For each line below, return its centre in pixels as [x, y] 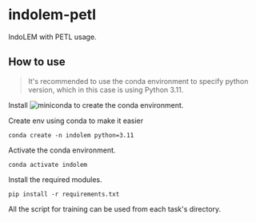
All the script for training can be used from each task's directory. [115, 208]
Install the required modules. [55, 179]
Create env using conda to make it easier [76, 121]
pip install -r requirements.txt [64, 194]
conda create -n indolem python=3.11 [71, 135]
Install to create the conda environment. [96, 105]
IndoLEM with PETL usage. [53, 37]
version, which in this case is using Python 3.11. [106, 89]
